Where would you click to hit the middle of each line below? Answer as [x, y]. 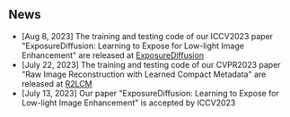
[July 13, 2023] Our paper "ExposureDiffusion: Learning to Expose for [150, 93]
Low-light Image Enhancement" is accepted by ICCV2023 [128, 103]
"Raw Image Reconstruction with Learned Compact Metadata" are [144, 74]
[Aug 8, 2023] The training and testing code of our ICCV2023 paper [147, 36]
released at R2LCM [57, 83]
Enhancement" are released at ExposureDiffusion [112, 55]
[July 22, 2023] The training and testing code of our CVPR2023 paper [151, 64]
